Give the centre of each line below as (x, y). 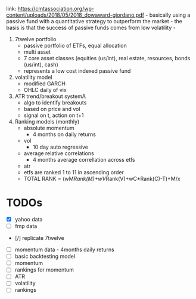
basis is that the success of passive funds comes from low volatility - (91, 27)
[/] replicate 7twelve (39, 238)
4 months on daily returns (64, 134)
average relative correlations (59, 153)
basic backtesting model (45, 257)
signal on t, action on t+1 (54, 115)
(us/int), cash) (41, 64)
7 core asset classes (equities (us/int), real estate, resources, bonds (107, 58)
